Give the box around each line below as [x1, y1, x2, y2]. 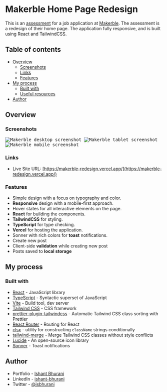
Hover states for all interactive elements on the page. [12, 206, 122, 212]
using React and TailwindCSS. [5, 31, 67, 37]
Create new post [12, 237, 47, 244]
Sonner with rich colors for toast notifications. [12, 232, 107, 238]
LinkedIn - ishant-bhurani [12, 375, 65, 382]
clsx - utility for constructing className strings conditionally [12, 326, 135, 332]
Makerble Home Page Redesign [5, 4, 138, 15]
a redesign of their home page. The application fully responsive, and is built [5, 25, 161, 31]
